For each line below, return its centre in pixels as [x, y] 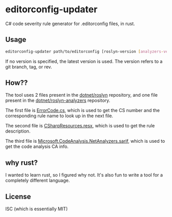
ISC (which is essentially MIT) [37, 209]
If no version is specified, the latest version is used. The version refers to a [84, 61]
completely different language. [38, 181]
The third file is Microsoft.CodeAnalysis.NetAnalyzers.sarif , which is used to [85, 141]
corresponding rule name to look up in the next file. [59, 116]
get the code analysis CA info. [37, 146]
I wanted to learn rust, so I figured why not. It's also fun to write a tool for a [84, 175]
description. [18, 131]
